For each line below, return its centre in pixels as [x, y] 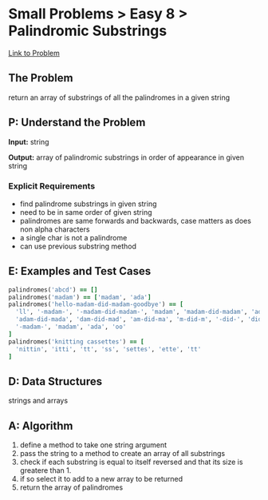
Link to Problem [34, 53]
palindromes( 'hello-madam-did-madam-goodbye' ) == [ [96, 304]
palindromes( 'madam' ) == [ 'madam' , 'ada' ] [80, 297]
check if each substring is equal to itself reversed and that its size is [131, 462]
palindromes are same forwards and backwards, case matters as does [135, 220]
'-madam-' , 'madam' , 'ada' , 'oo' [71, 327]
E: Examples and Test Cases [80, 271]
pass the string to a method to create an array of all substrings [122, 454]
